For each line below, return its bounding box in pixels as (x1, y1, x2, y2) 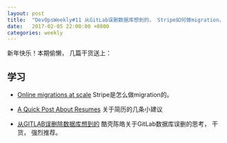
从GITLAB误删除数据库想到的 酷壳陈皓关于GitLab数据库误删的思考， (17, 120, 210, 128)
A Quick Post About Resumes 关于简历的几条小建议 (17, 105, 164, 113)
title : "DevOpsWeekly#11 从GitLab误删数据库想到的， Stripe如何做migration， (7, 16, 224, 23)
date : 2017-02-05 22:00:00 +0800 (7, 23, 110, 30)
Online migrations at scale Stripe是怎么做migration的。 (17, 91, 173, 99)
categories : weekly (7, 29, 63, 36)
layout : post (7, 10, 45, 17)
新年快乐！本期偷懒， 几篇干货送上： (7, 49, 112, 57)
